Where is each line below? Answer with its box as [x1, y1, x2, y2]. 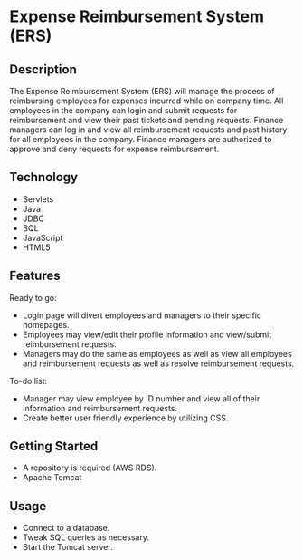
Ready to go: [9, 292, 57, 303]
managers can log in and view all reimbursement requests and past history [9, 124, 288, 135]
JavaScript [22, 232, 63, 243]
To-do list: [9, 375, 48, 386]
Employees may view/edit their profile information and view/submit [22, 329, 272, 340]
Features [9, 268, 61, 284]
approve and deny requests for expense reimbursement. [9, 143, 220, 154]
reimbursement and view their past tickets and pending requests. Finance [9, 115, 284, 125]
